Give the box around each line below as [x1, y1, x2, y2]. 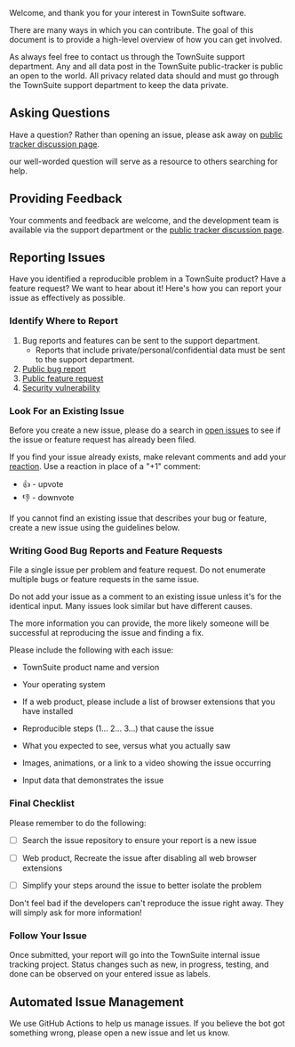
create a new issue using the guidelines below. [9, 523, 180, 533]
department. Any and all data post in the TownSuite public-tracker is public [9, 61, 283, 71]
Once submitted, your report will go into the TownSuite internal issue [9, 950, 260, 961]
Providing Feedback [9, 191, 123, 207]
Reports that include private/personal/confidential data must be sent [35, 345, 286, 355]
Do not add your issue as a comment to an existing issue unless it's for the [9, 591, 282, 602]
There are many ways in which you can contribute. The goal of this [9, 25, 254, 35]
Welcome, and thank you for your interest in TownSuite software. [9, 8, 247, 18]
